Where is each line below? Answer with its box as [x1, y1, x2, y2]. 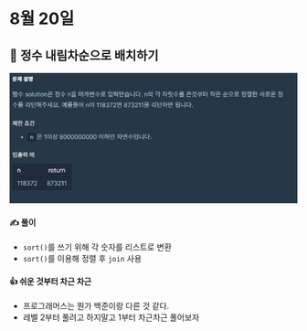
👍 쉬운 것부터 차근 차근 [9, 275, 92, 286]
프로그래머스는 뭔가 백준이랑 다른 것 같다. [22, 301, 170, 312]
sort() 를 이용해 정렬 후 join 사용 [22, 253, 143, 264]
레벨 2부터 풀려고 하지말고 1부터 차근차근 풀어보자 [22, 312, 200, 323]
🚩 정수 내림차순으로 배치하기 [9, 48, 159, 63]
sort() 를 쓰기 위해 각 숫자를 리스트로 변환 [22, 241, 172, 252]
